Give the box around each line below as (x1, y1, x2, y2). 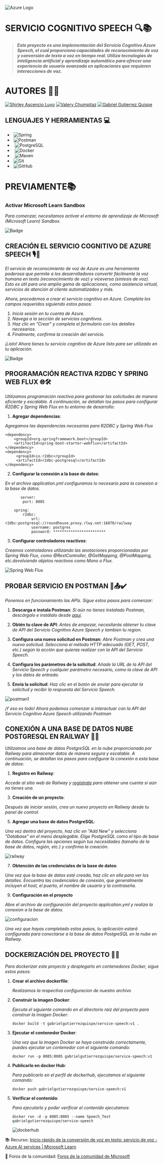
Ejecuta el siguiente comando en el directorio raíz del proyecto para (12, 1006, 149, 1013)
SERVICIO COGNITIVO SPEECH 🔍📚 (5, 23, 152, 34)
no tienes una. (5, 785, 34, 791)
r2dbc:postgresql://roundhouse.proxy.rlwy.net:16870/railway (5, 520, 132, 526)
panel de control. (5, 809, 40, 815)
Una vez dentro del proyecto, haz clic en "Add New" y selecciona (5, 828, 137, 834)
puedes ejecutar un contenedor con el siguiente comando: (12, 1045, 130, 1050)
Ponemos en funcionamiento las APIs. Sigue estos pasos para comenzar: (5, 597, 153, 603)
